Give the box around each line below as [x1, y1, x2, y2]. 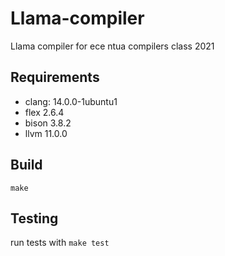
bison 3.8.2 [24, 117, 72, 129]
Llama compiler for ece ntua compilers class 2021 [10, 40, 215, 52]
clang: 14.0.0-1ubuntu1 [24, 95, 118, 107]
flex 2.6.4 [24, 106, 65, 118]
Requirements [10, 69, 100, 86]
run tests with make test [10, 237, 110, 249]
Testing [10, 210, 59, 227]
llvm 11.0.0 [24, 127, 68, 139]
